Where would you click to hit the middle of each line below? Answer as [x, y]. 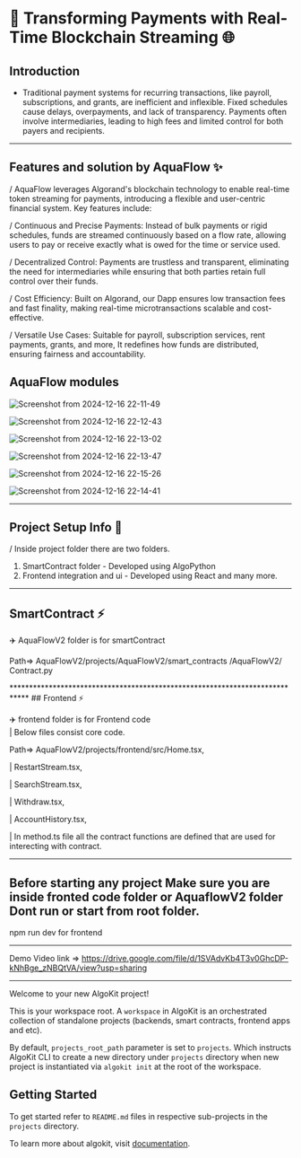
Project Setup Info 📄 [66, 527]
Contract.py [31, 671]
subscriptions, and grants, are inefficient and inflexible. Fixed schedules [155, 102]
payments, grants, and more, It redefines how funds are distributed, [134, 344]
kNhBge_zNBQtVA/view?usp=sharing [78, 968]
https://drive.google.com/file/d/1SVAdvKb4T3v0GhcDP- [185, 959]
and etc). [26, 1031]
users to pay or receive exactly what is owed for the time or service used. [145, 244]
